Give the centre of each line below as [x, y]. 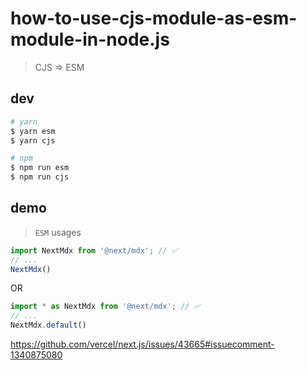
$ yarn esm [33, 131]
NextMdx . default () [48, 325]
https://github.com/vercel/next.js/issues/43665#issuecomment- [142, 344]
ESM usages [58, 232]
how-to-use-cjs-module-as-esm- [154, 18]
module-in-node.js [90, 39]
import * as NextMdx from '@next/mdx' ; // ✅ [105, 307]
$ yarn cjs [33, 140]
